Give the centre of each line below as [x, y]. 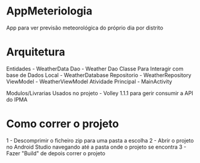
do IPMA [17, 99]
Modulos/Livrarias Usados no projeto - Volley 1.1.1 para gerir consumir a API [100, 93]
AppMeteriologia [49, 11]
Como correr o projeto [63, 124]
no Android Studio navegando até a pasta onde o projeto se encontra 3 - [96, 147]
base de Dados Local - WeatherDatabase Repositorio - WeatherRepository [99, 75]
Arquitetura [36, 52]
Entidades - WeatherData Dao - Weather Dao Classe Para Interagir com [95, 69]
